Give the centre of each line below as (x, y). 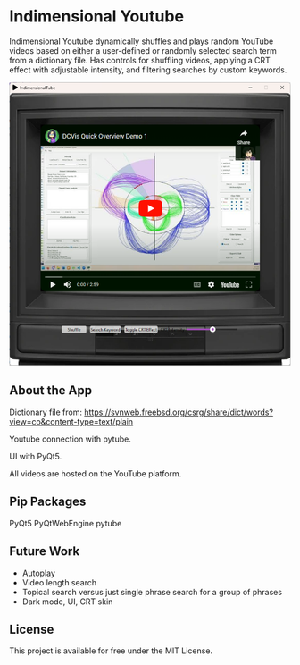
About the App (50, 391)
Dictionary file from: (46, 412)
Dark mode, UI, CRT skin (67, 602)
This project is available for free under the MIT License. (111, 651)
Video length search (59, 582)
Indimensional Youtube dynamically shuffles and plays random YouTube (142, 41)
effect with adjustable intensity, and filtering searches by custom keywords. (148, 70)
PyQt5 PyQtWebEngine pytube (66, 523)
